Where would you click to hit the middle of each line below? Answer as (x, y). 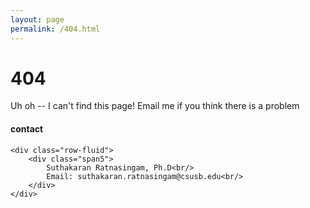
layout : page (37, 19)
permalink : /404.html (55, 29)
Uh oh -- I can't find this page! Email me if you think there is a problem (155, 106)
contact (27, 129)
